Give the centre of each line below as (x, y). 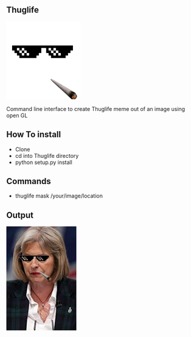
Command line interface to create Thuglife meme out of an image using (96, 108)
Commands (29, 181)
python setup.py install (44, 162)
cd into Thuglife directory (47, 155)
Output (20, 215)
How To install (34, 134)
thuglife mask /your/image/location (59, 196)
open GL (17, 115)
